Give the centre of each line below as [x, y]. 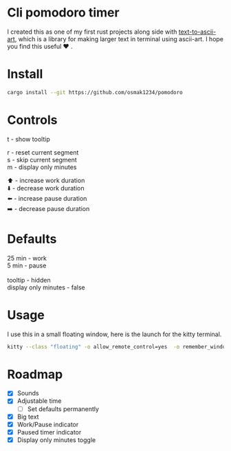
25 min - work [27, 258]
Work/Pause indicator [48, 424]
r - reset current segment [43, 152]
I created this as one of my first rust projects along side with [92, 32]
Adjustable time [39, 401]
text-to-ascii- [197, 32]
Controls [32, 120]
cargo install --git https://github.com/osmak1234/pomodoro [95, 92]
